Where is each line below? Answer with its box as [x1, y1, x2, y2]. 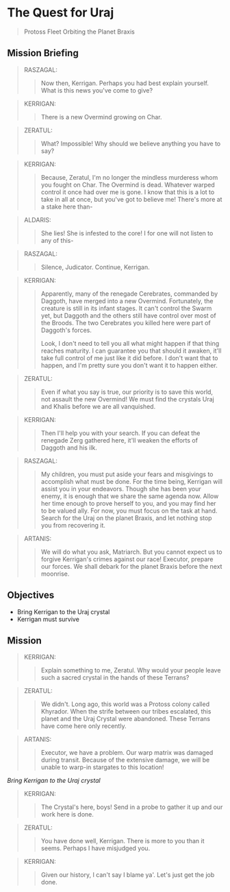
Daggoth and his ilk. [40, 443, 98, 451]
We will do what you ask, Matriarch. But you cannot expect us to [40, 548, 222, 556]
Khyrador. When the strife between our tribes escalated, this [40, 707, 212, 716]
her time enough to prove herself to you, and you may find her [40, 499, 217, 507]
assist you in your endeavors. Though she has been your [40, 484, 202, 493]
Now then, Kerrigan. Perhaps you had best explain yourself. [40, 79, 209, 87]
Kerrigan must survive [16, 615, 80, 623]
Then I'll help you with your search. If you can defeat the [40, 429, 201, 437]
